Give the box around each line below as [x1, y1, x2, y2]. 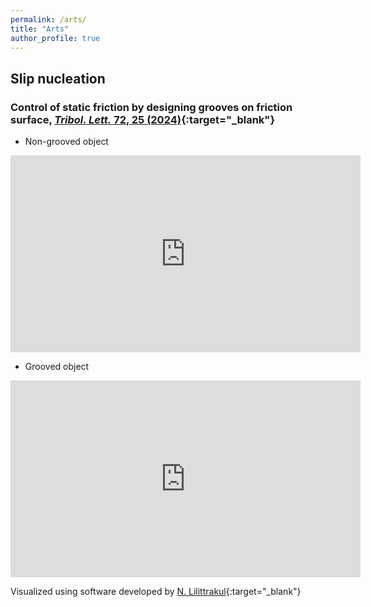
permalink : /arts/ [10, 14, 87, 25]
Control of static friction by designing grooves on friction [10, 100, 293, 114]
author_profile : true [10, 33, 101, 43]
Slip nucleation [10, 70, 106, 87]
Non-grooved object [24, 136, 109, 148]
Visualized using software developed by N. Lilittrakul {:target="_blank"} [10, 586, 302, 598]
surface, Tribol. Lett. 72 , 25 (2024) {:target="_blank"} [10, 112, 276, 126]
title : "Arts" [10, 24, 70, 34]
